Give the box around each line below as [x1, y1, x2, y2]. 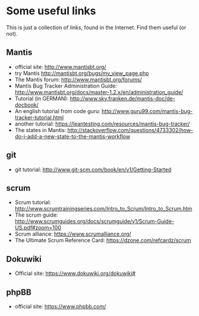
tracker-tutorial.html [14, 114, 64, 121]
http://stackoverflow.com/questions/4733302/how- [67, 126, 194, 133]
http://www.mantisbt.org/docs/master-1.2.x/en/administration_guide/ [14, 88, 184, 96]
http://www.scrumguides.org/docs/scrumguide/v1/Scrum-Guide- [14, 218, 174, 225]
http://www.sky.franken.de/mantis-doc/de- [70, 95, 175, 102]
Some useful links [6, 4, 96, 18]
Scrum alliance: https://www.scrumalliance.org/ [14, 230, 132, 237]
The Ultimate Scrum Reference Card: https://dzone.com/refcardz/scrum [14, 237, 191, 244]
